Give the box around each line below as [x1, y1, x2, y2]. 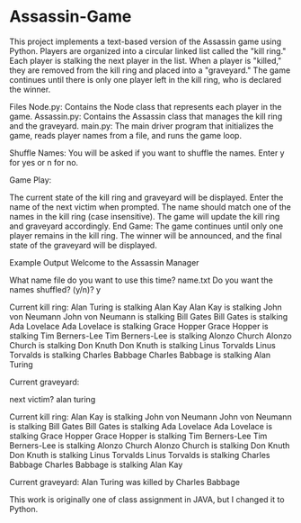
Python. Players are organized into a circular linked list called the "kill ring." [9, 45, 287, 56]
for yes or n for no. [9, 157, 79, 167]
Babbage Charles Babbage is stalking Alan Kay [9, 459, 183, 470]
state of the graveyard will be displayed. [9, 239, 157, 250]
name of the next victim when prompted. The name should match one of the [9, 201, 292, 212]
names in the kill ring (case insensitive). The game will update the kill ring [9, 211, 280, 221]
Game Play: [9, 174, 52, 185]
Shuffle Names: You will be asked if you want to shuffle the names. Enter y [9, 147, 285, 158]
